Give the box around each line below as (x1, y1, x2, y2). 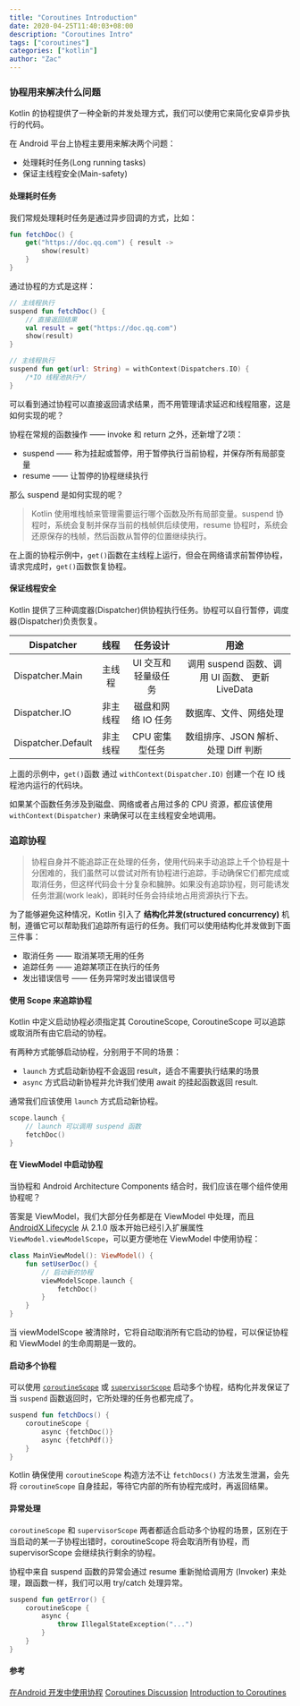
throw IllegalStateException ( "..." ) (56, 1620, 194, 1629)
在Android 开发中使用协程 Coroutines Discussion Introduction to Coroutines (9, 1687, 287, 1698)
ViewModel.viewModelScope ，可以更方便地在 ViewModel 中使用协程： (9, 1233, 261, 1244)
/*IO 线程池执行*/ (25, 372, 87, 381)
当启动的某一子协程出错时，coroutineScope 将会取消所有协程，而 (9, 1536, 250, 1547)
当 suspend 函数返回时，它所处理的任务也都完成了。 (9, 1393, 198, 1403)
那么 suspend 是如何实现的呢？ (9, 489, 124, 499)
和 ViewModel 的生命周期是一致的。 (9, 1338, 141, 1349)
